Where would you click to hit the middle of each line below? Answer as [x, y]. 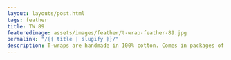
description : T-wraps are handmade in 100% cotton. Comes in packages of [116, 46]
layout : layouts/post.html [46, 13]
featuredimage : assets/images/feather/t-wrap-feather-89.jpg [97, 33]
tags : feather [28, 20]
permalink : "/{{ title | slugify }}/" [63, 39]
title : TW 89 [26, 26]
